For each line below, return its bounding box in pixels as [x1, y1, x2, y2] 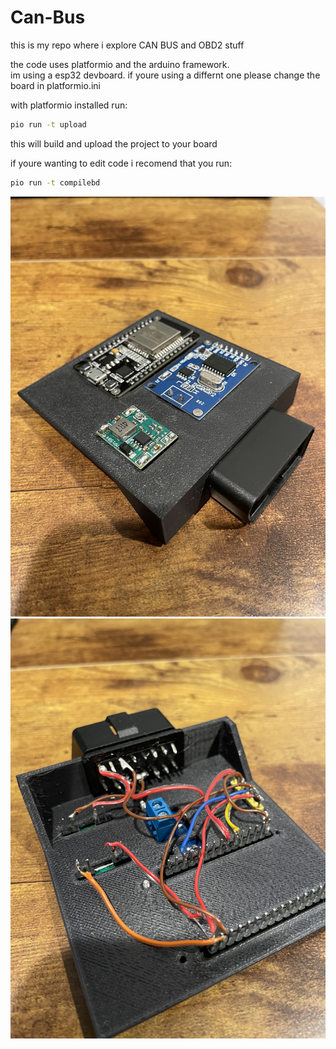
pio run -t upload [10, 119, 87, 130]
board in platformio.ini [10, 79, 101, 91]
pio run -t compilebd [10, 177, 101, 188]
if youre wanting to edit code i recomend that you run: [10, 157, 233, 169]
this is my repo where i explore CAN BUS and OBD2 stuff [10, 39, 245, 51]
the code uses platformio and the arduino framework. [10, 58, 230, 70]
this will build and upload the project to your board [10, 137, 218, 150]
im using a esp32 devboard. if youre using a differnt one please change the [10, 69, 321, 81]
